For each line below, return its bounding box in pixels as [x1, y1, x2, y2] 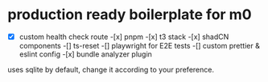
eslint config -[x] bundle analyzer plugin [19, 49, 152, 59]
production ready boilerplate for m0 [7, 6, 252, 24]
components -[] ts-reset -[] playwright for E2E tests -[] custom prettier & [19, 41, 261, 50]
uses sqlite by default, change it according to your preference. [7, 65, 215, 74]
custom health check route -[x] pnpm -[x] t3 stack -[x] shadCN [19, 32, 229, 41]
